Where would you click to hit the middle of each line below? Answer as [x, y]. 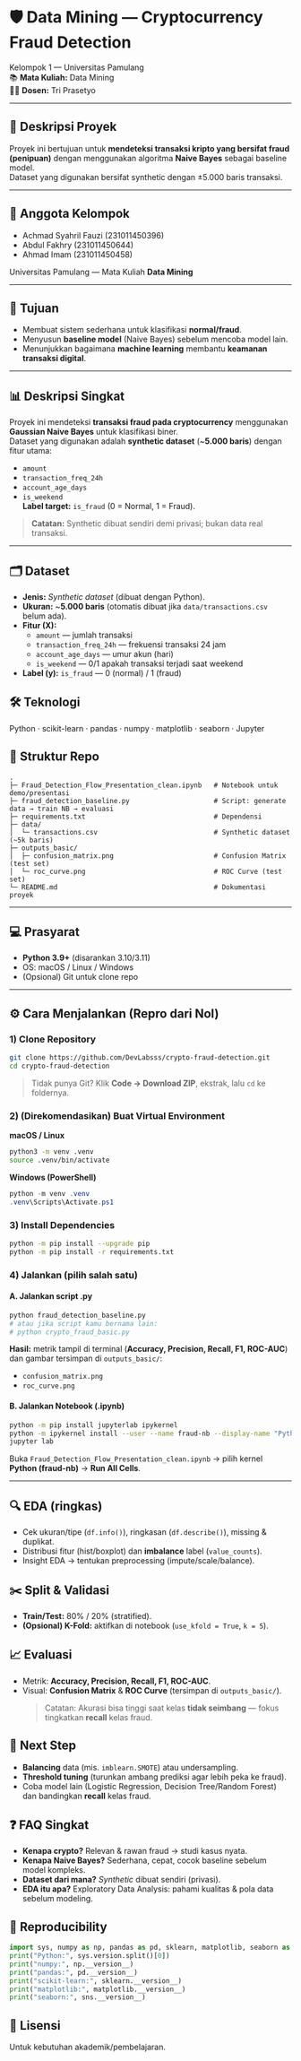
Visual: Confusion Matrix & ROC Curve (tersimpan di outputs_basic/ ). [152, 1690]
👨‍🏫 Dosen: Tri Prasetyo [52, 90]
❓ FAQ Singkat [49, 1825]
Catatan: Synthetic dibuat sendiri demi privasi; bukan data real [147, 524]
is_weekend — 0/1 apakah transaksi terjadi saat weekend [139, 663]
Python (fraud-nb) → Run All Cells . [75, 1468]
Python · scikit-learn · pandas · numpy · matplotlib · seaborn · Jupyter [137, 728]
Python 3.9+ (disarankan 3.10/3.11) [86, 958]
